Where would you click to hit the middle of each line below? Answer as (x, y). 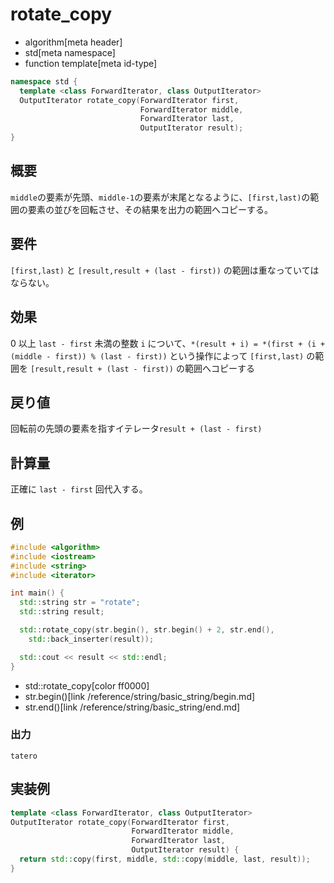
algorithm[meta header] (73, 42)
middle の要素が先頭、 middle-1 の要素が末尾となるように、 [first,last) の (160, 197)
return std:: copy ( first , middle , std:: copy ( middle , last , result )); (165, 859)
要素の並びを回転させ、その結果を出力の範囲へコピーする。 (150, 209)
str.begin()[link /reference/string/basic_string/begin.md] (140, 696)
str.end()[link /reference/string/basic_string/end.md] (132, 707)
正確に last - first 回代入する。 (79, 489)
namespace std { (44, 81)
